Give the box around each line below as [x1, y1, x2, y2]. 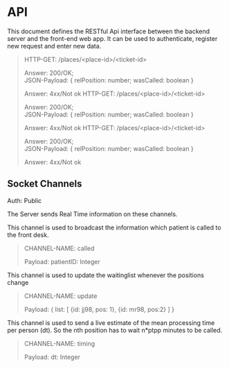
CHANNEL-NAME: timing [24, 339, 95, 347]
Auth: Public [7, 196, 42, 204]
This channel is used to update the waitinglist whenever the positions [7, 271, 204, 279]
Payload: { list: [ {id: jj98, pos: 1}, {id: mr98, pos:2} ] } [24, 305, 175, 313]
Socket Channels [7, 178, 82, 190]
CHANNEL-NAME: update [24, 292, 98, 300]
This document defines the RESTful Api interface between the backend [7, 27, 210, 35]
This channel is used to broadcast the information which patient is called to [7, 223, 221, 231]
